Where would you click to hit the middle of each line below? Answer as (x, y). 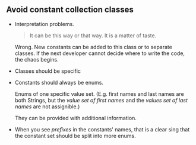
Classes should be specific (48, 71)
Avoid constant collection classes (70, 10)
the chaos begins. (37, 59)
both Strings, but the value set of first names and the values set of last (101, 100)
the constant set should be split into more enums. (75, 136)
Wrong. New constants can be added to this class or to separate (93, 47)
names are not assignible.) (47, 107)
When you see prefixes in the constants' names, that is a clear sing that (102, 129)
